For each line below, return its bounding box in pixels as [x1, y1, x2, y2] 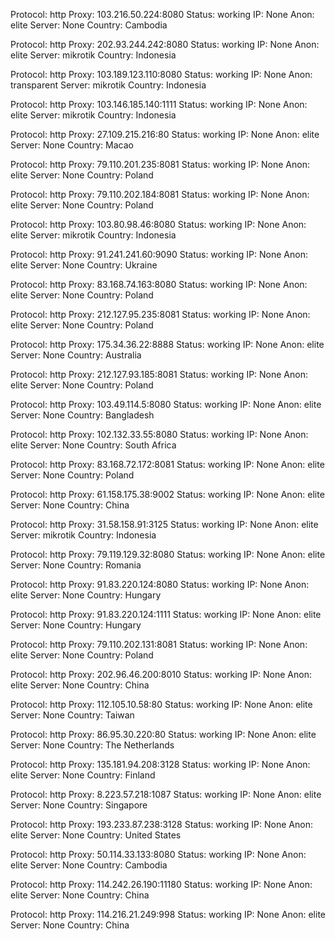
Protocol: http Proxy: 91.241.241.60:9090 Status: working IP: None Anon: [10, 249, 308, 260]
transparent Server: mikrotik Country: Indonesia [10, 79, 207, 91]
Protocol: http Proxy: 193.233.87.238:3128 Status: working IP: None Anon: [10, 819, 313, 830]
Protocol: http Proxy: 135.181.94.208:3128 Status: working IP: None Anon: [10, 759, 311, 770]
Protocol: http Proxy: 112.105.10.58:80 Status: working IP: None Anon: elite [10, 699, 313, 710]
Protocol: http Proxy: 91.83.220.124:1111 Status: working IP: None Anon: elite [10, 609, 322, 620]
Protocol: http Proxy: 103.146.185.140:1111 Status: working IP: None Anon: [10, 99, 308, 110]
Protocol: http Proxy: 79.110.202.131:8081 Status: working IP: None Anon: [10, 639, 308, 650]
